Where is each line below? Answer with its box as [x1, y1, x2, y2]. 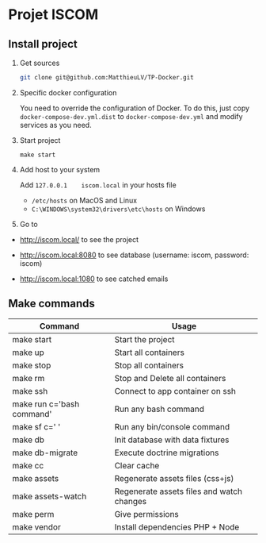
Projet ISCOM [8, 6, 99, 24]
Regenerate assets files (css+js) [114, 472, 234, 483]
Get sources [19, 58, 60, 67]
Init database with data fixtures [114, 434, 230, 445]
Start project [19, 135, 61, 144]
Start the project [114, 333, 176, 345]
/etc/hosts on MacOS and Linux [31, 195, 138, 205]
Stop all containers [114, 360, 184, 371]
